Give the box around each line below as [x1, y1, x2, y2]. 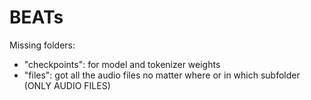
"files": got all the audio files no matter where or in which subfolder [23, 69, 301, 81]
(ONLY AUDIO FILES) [23, 79, 111, 91]
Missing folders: [9, 39, 76, 51]
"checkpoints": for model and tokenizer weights [23, 58, 221, 70]
